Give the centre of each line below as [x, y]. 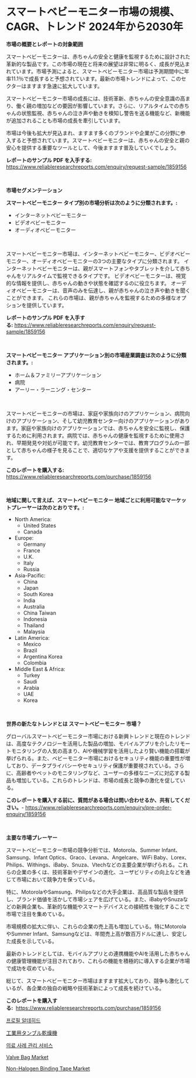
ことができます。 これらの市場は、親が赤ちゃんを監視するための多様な [91, 298]
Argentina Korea [43, 656]
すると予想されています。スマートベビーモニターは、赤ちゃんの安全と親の [100, 140]
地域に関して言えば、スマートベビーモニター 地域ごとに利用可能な [86, 500]
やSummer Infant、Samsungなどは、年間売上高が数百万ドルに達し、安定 [94, 933]
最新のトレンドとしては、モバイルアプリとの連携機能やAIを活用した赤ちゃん [98, 953]
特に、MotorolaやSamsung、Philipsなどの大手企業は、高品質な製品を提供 [95, 892]
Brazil [30, 650]
